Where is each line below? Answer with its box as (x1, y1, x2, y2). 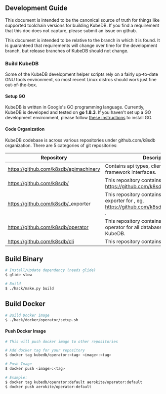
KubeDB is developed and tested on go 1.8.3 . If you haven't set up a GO (5, 109, 152, 115)
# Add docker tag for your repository (5, 348, 85, 353)
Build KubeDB (5, 60, 39, 67)
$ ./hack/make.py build (5, 286, 54, 291)
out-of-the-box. (5, 82, 37, 88)
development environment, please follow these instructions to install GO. (5, 115, 153, 121)
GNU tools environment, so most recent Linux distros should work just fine (5, 77, 157, 83)
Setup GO (5, 93, 26, 99)
